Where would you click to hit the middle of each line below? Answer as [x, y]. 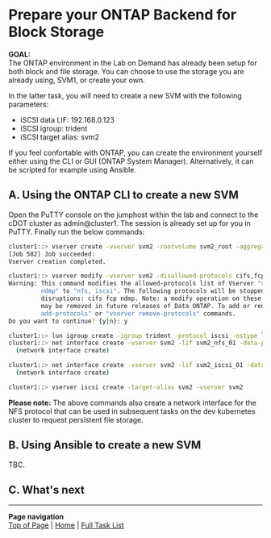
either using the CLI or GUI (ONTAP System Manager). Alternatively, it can [131, 161]
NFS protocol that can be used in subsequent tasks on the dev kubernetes [132, 411]
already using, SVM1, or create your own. [77, 80]
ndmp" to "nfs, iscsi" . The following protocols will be [138, 291]
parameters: [29, 104]
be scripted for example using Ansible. [73, 169]
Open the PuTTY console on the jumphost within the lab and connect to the [133, 215]
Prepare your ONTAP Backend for [122, 15]
